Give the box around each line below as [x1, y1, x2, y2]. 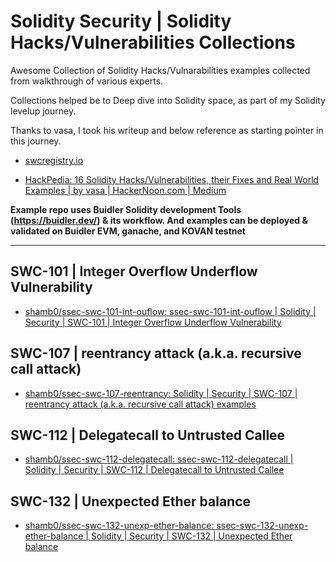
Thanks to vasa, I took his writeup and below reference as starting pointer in [10, 124, 324, 136]
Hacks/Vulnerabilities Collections [10, 31, 296, 54]
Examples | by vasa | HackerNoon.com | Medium [24, 184, 227, 196]
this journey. [10, 135, 62, 147]
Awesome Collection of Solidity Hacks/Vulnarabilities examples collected [10, 64, 311, 76]
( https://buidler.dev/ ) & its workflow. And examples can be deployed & [10, 214, 308, 226]
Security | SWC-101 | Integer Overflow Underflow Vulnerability [24, 316, 282, 328]
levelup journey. [10, 105, 77, 117]
